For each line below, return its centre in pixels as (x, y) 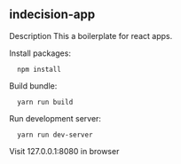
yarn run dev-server (55, 135)
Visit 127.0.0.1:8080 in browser (64, 151)
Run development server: (55, 118)
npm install (39, 69)
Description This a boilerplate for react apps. (91, 35)
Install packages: (40, 53)
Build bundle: (33, 86)
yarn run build (45, 102)
